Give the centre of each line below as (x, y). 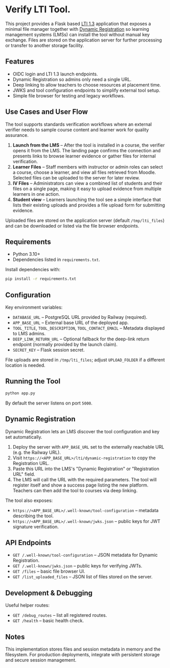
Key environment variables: (34, 307)
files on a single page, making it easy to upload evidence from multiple (87, 189)
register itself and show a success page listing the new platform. (81, 485)
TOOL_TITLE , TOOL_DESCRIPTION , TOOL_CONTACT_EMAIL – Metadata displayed (89, 328)
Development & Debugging (49, 593)
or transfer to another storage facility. (45, 45)
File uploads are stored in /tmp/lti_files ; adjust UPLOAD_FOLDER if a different (85, 360)
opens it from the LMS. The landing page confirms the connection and (87, 150)
